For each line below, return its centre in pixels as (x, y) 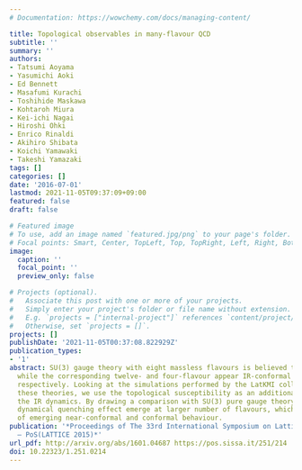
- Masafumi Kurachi (46, 92)
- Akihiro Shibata (44, 143)
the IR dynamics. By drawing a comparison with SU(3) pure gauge (142, 402)
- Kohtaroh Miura (42, 109)
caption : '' (40, 259)
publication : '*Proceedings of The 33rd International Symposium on (140, 427)
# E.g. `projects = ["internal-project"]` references (116, 317)
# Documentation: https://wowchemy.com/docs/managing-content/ (130, 18)
